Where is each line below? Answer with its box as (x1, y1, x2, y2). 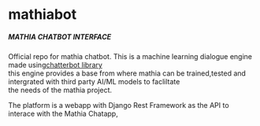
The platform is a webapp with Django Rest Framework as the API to (8, 101, 230, 110)
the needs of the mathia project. (8, 85, 113, 95)
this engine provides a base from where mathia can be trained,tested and (8, 69, 247, 78)
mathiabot (8, 6, 77, 24)
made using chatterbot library (8, 61, 102, 70)
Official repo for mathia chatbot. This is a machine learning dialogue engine (8, 52, 253, 61)
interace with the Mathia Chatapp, (8, 109, 118, 119)
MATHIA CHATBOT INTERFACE (8, 31, 112, 41)
